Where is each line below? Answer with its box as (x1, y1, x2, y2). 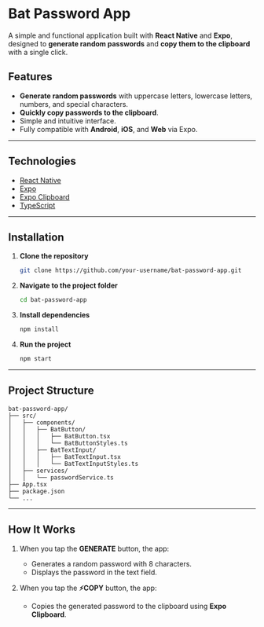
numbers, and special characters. (19, 99, 128, 108)
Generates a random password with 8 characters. (31, 559, 192, 568)
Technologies (8, 155, 77, 168)
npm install (19, 325, 59, 334)
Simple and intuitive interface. (19, 115, 116, 126)
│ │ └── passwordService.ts (8, 473, 114, 482)
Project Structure (8, 384, 94, 398)
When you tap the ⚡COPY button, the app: (19, 583, 157, 592)
